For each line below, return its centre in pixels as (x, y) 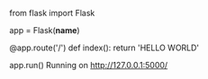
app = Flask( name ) (45, 30)
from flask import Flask (52, 13)
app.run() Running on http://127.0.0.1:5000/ (89, 65)
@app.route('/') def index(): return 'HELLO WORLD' (104, 48)
